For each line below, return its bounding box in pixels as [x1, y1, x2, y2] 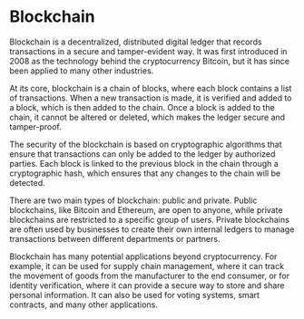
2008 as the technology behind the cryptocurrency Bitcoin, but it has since [9, 55, 290, 66]
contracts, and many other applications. [9, 299, 159, 310]
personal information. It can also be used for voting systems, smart [9, 289, 260, 300]
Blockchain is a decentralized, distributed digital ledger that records [9, 36, 262, 47]
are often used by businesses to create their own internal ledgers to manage [9, 224, 295, 235]
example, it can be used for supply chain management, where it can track [9, 260, 284, 271]
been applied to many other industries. [9, 65, 154, 76]
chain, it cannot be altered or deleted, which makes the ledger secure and [9, 111, 286, 122]
